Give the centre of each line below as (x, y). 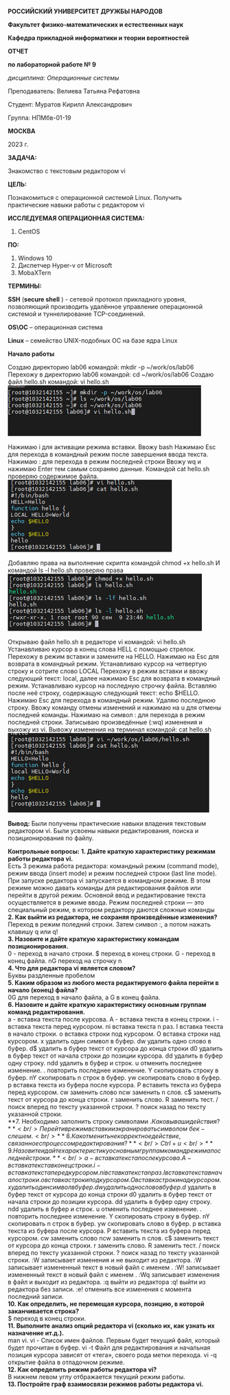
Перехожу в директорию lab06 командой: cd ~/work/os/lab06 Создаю (111, 374)
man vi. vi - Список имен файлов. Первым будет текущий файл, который (114, 1340)
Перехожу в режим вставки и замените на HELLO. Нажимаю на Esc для (113, 656)
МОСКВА (22, 131)
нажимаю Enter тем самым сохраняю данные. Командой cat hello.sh (109, 469)
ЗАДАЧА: (22, 158)
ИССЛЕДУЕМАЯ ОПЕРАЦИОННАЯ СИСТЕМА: (76, 218)
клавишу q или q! (33, 932)
